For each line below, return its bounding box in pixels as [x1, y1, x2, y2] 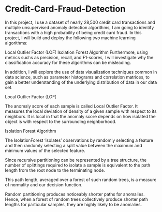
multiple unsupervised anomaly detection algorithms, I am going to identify [5, 24, 154, 30]
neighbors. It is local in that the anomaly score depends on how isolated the [5, 113, 156, 119]
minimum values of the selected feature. [5, 148, 86, 153]
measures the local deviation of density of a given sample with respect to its [5, 108, 157, 114]
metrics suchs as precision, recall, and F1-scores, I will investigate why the [5, 54, 154, 60]
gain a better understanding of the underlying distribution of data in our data [5, 79, 157, 85]
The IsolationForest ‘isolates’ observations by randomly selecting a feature [5, 137, 154, 143]
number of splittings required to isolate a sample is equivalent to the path [5, 162, 151, 168]
